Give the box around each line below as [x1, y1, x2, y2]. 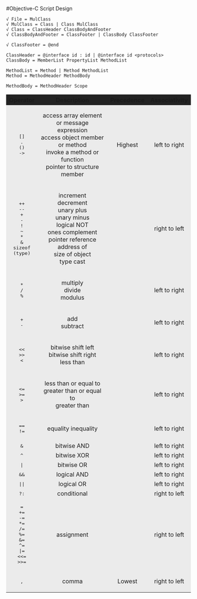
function [60, 156, 84, 163]
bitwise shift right [49, 351, 97, 359]
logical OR [58, 480, 87, 488]
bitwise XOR [55, 452, 90, 459]
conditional [57, 490, 88, 497]
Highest [116, 141, 138, 149]
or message [56, 119, 89, 127]
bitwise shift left [50, 344, 95, 351]
